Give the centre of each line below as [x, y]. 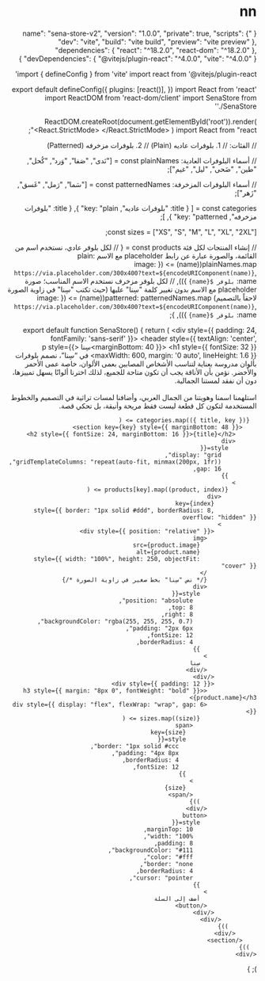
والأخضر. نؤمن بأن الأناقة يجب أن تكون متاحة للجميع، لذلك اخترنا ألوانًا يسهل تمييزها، [134, 372]
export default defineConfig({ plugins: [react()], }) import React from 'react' [134, 89]
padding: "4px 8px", [145, 753]
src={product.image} [167, 545]
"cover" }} [239, 566]
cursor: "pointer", [161, 878]
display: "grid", [193, 455]
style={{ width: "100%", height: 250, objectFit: [117, 559]
